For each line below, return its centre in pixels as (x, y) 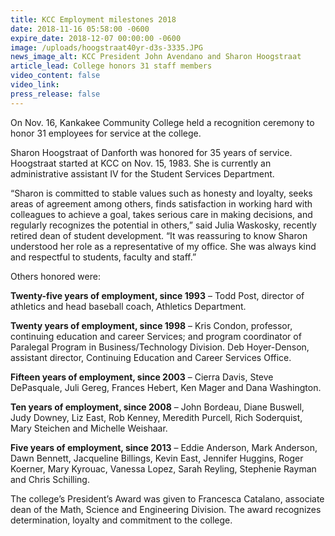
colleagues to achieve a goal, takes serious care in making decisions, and (161, 214)
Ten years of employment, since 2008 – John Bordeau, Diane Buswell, (157, 407)
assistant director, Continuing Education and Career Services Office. (151, 357)
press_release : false (55, 94)
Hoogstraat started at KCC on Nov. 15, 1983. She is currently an (141, 163)
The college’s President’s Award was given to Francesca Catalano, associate (167, 498)
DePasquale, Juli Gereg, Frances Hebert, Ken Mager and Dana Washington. (166, 387)
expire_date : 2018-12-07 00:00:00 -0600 (96, 38)
